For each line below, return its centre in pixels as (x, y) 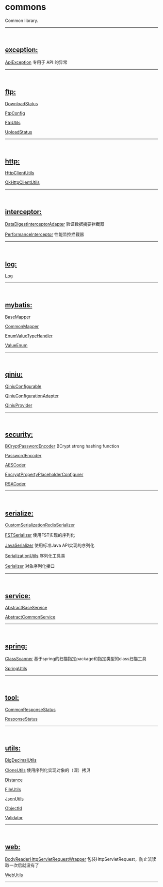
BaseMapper (18, 317)
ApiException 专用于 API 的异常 (36, 62)
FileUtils (13, 789)
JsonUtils (15, 799)
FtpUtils (13, 122)
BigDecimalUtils (21, 760)
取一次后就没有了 (22, 865)
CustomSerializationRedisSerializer (40, 525)
